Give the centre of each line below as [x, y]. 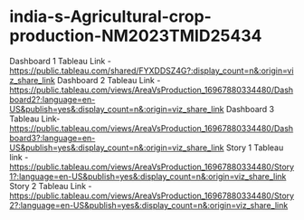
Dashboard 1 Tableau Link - [60, 61]
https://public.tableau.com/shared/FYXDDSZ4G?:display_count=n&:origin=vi [152, 71]
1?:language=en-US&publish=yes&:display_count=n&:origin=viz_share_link [148, 176]
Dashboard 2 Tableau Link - [109, 80]
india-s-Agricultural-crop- [111, 17]
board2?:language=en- [52, 99]
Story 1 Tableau [255, 148]
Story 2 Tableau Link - [51, 186]
